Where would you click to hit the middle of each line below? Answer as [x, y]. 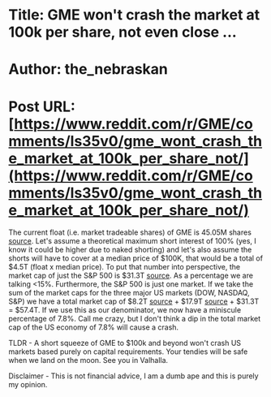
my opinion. [28, 385]
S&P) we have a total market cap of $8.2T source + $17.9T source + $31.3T [134, 301]
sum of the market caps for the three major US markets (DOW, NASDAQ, [129, 293]
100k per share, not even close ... [123, 32]
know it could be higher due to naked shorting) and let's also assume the [130, 250]
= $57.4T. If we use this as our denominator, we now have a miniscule [125, 310]
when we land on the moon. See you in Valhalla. [88, 360]
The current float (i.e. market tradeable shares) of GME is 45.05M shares [130, 232]
